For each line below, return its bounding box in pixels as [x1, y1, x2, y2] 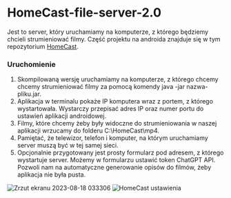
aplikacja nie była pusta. [17, 170, 86, 179]
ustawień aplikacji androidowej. [17, 112, 107, 120]
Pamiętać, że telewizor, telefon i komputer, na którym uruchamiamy [17, 134, 208, 142]
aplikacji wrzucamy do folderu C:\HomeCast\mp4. [17, 126, 160, 135]
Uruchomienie [7, 59, 57, 69]
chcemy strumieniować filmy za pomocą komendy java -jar [17, 83, 185, 91]
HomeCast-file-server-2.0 [7, 5, 162, 21]
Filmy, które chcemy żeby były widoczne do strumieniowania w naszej [17, 119, 217, 128]
